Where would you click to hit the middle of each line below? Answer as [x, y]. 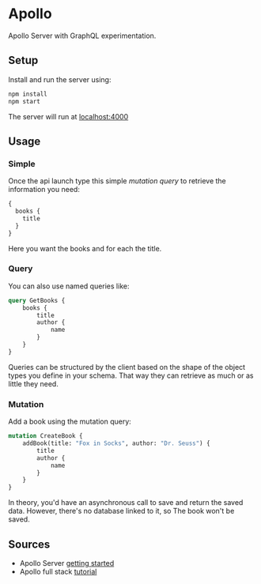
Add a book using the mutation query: [70, 422]
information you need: [44, 190]
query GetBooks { [37, 300]
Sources [29, 544]
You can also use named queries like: [69, 286]
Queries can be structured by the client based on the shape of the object [127, 367]
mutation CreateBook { [45, 436]
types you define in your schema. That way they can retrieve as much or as [131, 375]
